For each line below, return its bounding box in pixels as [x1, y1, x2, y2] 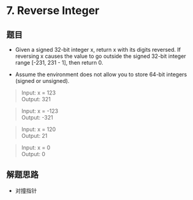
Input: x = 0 [21, 144, 51, 151]
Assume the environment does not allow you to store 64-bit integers [15, 71, 188, 78]
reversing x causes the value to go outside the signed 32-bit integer [15, 52, 186, 60]
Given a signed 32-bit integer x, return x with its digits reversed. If [15, 46, 181, 53]
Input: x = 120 [21, 126, 56, 133]
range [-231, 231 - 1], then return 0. [15, 59, 104, 66]
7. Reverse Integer [6, 4, 100, 18]
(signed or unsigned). [15, 77, 70, 84]
